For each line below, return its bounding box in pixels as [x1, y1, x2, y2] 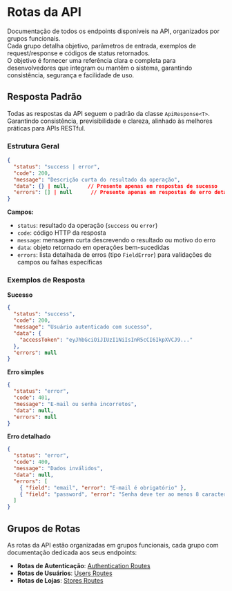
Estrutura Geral [7, 141, 60, 151]
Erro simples [7, 368, 44, 376]
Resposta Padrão [7, 91, 82, 103]
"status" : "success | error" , [13, 163, 100, 170]
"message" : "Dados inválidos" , [13, 465, 104, 472]
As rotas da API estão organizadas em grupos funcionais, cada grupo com [7, 541, 219, 550]
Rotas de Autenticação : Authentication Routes [17, 562, 151, 570]
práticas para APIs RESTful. [7, 124, 86, 132]
